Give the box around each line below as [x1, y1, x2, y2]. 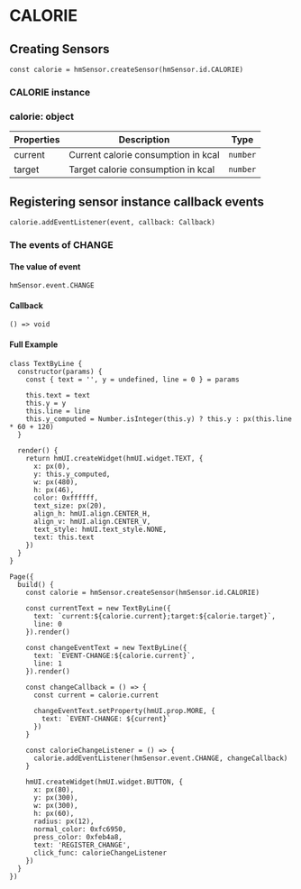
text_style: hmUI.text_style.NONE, [32, 525, 168, 534]
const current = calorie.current [32, 691, 160, 700]
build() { [17, 580, 54, 589]
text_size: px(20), [32, 501, 106, 510]
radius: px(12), [32, 817, 95, 826]
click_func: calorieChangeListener [32, 848, 168, 857]
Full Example [9, 339, 59, 350]
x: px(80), [32, 785, 75, 794]
